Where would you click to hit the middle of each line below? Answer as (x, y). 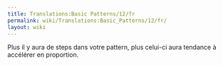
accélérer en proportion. (43, 55)
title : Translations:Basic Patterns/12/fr (71, 14)
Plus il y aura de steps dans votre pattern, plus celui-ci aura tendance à (112, 48)
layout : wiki (27, 27)
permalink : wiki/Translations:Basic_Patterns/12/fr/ (87, 21)
